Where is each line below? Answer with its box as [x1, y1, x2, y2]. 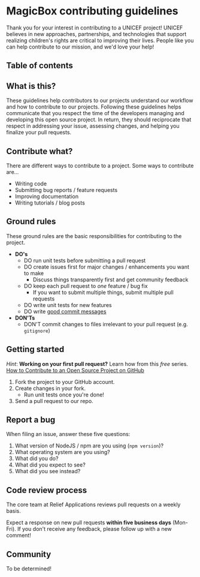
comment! [6, 532, 31, 539]
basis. [6, 507, 21, 515]
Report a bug [6, 414, 56, 425]
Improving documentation [14, 193, 79, 200]
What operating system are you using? [14, 449, 111, 456]
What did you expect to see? [14, 461, 86, 468]
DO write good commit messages [23, 308, 107, 315]
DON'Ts [14, 314, 35, 321]
